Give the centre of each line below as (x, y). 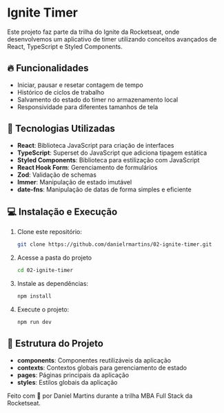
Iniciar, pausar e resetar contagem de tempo (80, 85)
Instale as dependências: (52, 284)
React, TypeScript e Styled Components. (65, 46)
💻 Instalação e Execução (62, 212)
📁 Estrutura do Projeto (55, 344)
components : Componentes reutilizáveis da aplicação (94, 360)
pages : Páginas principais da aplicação (73, 375)
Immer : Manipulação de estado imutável (74, 182)
